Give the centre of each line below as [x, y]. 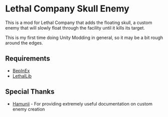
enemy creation [29, 109]
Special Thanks [30, 92]
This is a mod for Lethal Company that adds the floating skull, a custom [79, 22]
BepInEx [21, 70]
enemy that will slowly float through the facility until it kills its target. [75, 27]
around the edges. [24, 42]
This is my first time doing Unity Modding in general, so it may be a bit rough [84, 37]
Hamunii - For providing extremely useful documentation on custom [82, 103]
